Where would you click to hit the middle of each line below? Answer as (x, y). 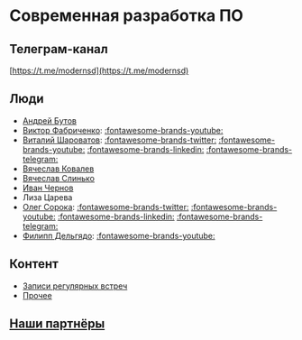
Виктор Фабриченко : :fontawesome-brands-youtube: (123, 130)
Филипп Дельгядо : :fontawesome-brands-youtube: (119, 235)
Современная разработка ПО (126, 16)
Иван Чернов (48, 188)
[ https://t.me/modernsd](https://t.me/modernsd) (99, 70)
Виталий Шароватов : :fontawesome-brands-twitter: (119, 140)
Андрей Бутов (49, 120)
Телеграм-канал (59, 49)
